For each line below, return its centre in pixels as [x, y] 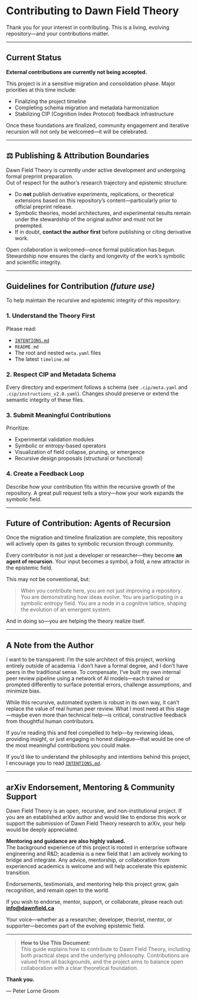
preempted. [29, 225]
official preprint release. [44, 207]
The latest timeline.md [42, 359]
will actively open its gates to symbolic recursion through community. [90, 544]
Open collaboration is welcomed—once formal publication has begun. [91, 249]
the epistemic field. [29, 568]
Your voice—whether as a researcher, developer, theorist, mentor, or [89, 919]
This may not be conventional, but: [48, 579]
